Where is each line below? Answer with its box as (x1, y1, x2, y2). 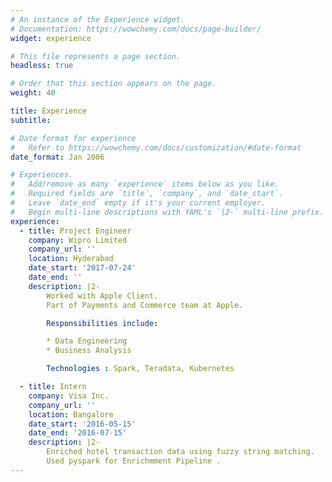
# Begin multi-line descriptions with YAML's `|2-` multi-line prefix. (10, 207, 325, 217)
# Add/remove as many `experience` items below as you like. (10, 179, 280, 190)
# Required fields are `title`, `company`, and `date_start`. (10, 189, 284, 199)
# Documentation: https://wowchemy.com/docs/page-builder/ (10, 24, 262, 34)
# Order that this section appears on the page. (10, 79, 217, 89)
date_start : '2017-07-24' (28, 263, 137, 273)
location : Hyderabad (28, 254, 114, 264)
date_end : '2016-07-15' (28, 428, 128, 438)
